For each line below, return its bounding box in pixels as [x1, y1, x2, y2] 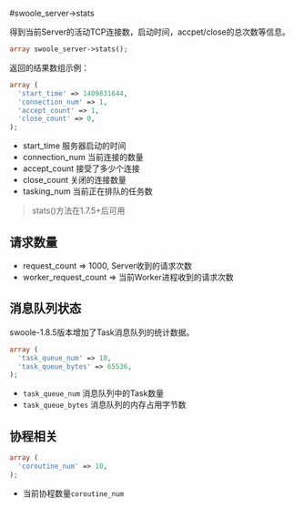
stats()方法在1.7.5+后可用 [31, 205, 126, 217]
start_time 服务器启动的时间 [22, 140, 127, 151]
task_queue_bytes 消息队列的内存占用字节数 [22, 400, 187, 411]
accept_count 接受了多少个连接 [22, 163, 140, 174]
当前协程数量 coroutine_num [22, 487, 125, 499]
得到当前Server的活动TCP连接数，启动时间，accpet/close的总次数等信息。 [9, 26, 290, 37]
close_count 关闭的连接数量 [22, 175, 127, 186]
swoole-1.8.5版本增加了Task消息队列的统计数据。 [9, 327, 195, 338]
